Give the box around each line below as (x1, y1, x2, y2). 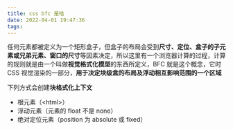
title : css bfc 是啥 (7, 10, 64, 17)
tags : (7, 23, 23, 30)
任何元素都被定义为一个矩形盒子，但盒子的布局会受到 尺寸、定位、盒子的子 (7, 43, 220, 51)
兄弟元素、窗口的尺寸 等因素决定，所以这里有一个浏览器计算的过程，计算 (19, 51, 226, 59)
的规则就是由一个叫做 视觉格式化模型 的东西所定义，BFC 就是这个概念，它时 (7, 60, 222, 68)
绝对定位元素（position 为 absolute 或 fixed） (17, 115, 147, 124)
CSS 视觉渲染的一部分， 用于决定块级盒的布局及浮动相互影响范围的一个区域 (7, 68, 222, 77)
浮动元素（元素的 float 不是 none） (17, 106, 117, 115)
